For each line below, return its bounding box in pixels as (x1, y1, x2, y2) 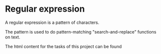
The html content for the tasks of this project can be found (5, 43, 122, 49)
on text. (5, 34, 20, 40)
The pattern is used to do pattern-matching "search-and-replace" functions (5, 29, 157, 35)
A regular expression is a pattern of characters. (5, 19, 99, 25)
